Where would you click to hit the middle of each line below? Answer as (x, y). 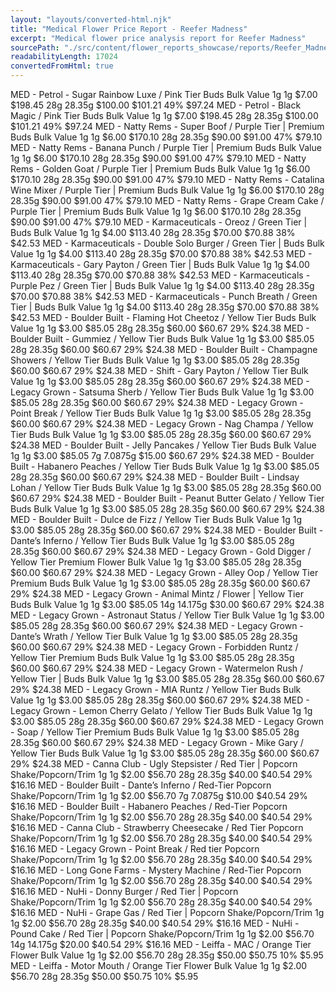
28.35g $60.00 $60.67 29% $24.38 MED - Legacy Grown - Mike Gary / (157, 742)
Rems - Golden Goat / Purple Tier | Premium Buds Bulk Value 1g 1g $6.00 (160, 169)
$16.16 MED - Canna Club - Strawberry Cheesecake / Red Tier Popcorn (157, 827)
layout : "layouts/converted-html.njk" (91, 19)
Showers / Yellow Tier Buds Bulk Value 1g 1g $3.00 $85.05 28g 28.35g (155, 360)
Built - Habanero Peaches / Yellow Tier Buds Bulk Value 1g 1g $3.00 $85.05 (165, 466)
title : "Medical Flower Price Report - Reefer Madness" (129, 29)
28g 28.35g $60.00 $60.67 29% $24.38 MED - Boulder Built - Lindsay (155, 477)
